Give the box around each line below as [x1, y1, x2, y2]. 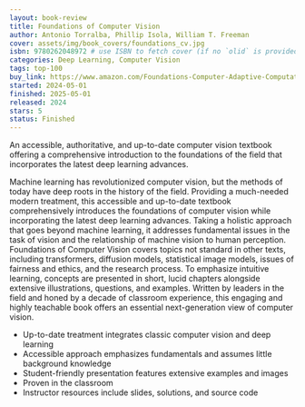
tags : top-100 [9, 65, 64, 74]
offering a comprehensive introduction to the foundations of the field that [9, 149, 283, 160]
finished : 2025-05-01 [9, 89, 92, 98]
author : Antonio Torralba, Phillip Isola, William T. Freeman [9, 30, 250, 39]
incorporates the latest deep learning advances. [9, 159, 189, 170]
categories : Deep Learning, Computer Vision [9, 55, 181, 65]
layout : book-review [9, 13, 88, 23]
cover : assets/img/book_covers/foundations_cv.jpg [9, 38, 205, 48]
